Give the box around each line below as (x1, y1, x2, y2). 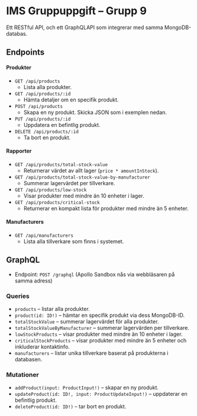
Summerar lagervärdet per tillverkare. (23, 179, 115, 186)
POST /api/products (14, 103, 63, 109)
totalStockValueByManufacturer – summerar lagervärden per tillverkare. (14, 325, 189, 332)
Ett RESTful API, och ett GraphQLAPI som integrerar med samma (6, 24, 164, 31)
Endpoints (6, 47, 45, 58)
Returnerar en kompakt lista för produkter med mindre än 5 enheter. (23, 205, 189, 212)
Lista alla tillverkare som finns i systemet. (23, 237, 124, 244)
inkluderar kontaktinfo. (14, 343, 70, 351)
